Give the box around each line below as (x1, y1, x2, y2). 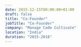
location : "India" (5, 30, 43, 35)
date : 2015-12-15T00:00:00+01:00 (5, 7, 75, 12)
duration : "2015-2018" (5, 35, 52, 40)
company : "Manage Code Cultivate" (5, 25, 77, 30)
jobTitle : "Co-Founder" (5, 21, 55, 26)
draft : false (5, 12, 32, 17)
